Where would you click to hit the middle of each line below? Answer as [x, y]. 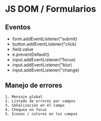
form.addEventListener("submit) [45, 39]
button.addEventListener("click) [44, 44]
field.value [23, 49]
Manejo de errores [34, 85]
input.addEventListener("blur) [42, 65]
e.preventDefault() [31, 54]
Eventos [18, 27]
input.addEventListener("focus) [44, 60]
